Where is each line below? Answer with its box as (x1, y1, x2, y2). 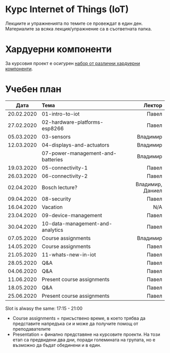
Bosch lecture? (41, 184, 77, 191)
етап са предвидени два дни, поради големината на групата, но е (12, 336, 156, 343)
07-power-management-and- (41, 150, 117, 157)
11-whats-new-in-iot (41, 251, 96, 258)
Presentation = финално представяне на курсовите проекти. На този (12, 331, 160, 337)
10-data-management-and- (41, 220, 112, 227)
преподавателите (12, 326, 51, 332)
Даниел (143, 187, 162, 194)
